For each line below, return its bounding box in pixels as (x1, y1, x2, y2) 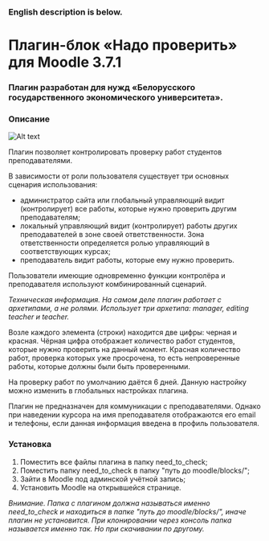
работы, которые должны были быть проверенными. (8, 362, 191, 371)
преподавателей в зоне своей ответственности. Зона (19, 230, 205, 240)
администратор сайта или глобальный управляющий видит (19, 195, 225, 205)
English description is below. (8, 6, 123, 18)
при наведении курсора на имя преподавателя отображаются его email (8, 410, 256, 420)
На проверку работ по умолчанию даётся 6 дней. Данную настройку (8, 377, 247, 387)
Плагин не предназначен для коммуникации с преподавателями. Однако (8, 401, 261, 412)
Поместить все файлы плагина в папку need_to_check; (19, 457, 208, 466)
